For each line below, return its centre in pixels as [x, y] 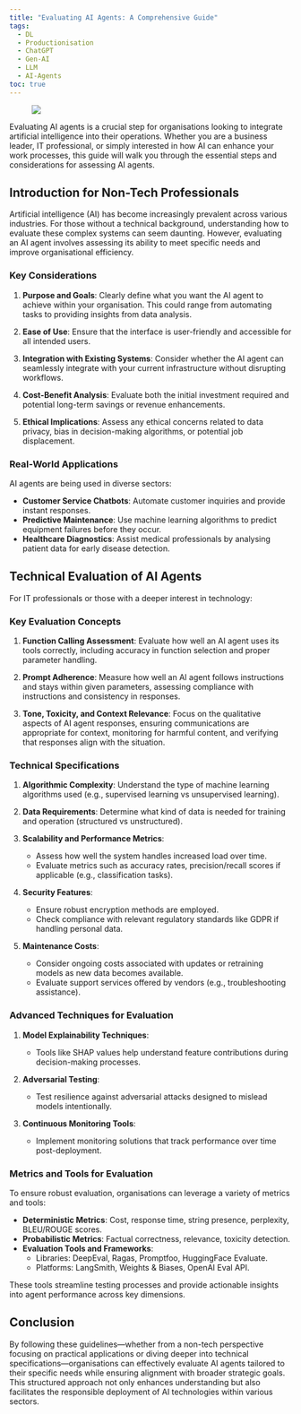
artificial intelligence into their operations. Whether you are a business [138, 136]
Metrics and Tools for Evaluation [82, 1173]
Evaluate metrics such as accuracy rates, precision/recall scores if [158, 866]
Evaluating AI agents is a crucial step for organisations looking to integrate [146, 126]
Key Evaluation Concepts [65, 621]
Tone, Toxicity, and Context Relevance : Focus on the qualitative [142, 714]
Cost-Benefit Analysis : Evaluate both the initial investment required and [155, 394]
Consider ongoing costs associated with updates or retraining [150, 963]
